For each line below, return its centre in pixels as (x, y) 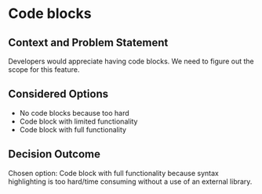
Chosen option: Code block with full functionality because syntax (114, 173)
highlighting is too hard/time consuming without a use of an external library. (130, 181)
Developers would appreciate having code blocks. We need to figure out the (131, 61)
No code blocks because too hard (74, 113)
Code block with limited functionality (78, 121)
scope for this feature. (44, 70)
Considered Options (58, 94)
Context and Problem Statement (88, 43)
